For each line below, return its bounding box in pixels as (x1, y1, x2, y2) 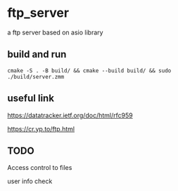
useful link (7, 93, 55, 105)
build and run (7, 48, 67, 60)
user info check (7, 177, 53, 185)
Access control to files (7, 164, 72, 172)
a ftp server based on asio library (7, 28, 103, 37)
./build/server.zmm (7, 73, 65, 80)
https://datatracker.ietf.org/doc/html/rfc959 (7, 111, 133, 119)
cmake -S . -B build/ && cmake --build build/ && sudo (7, 67, 172, 74)
